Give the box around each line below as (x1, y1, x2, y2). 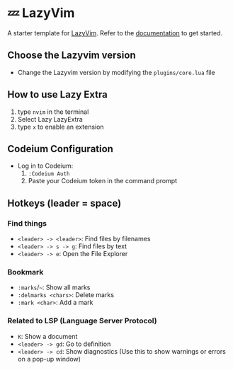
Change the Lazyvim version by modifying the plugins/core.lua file (17, 68, 215, 76)
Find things (7, 218, 47, 228)
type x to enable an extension (17, 122, 104, 131)
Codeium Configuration (7, 143, 113, 155)
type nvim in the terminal (17, 108, 89, 116)
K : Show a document (17, 332, 78, 340)
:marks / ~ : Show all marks (17, 283, 91, 291)
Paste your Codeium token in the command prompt (28, 177, 178, 185)
